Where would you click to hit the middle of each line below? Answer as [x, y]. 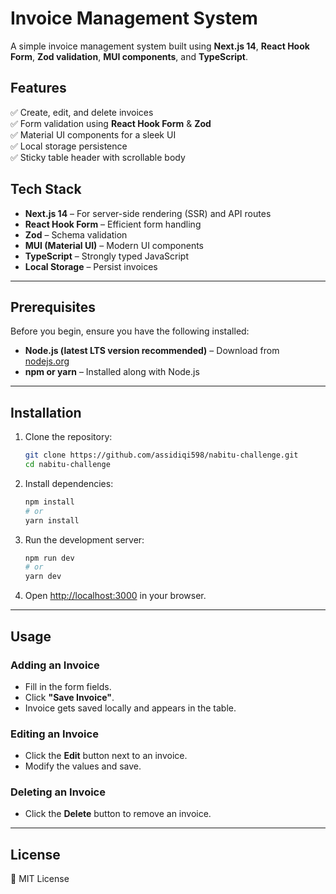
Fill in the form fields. [68, 686]
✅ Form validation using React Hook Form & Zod [111, 123]
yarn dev [43, 577]
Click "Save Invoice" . [69, 697]
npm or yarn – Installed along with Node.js [112, 372]
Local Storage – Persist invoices [91, 266]
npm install [49, 502]
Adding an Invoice [55, 665]
